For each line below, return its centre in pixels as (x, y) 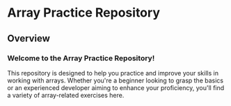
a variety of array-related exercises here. (66, 95)
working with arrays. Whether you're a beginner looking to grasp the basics (115, 80)
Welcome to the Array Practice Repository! (81, 58)
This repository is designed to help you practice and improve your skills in (113, 73)
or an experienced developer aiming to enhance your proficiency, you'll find (116, 87)
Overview (29, 38)
